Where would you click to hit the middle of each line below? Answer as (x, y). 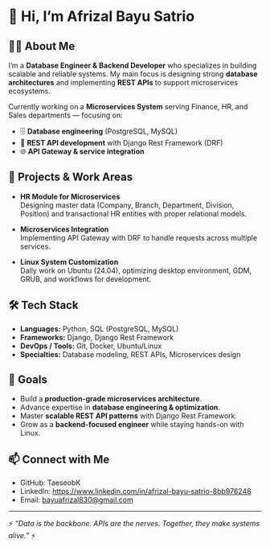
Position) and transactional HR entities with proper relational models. (133, 213)
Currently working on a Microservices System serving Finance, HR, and (128, 107)
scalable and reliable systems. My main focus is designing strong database (133, 74)
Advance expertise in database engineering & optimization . (120, 407)
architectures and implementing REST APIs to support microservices (123, 82)
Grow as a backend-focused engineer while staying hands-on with (132, 425)
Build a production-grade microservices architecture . (111, 399)
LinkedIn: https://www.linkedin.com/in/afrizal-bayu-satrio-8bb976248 (135, 491)
